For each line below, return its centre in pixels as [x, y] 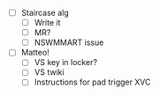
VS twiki [49, 72]
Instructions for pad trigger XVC [92, 82]
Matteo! [35, 53]
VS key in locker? [66, 63]
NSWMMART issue [69, 42]
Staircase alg [45, 13]
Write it [47, 23]
